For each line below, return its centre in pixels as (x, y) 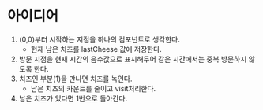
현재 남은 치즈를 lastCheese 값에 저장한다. (96, 49)
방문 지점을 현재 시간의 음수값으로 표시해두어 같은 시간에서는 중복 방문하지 (133, 59)
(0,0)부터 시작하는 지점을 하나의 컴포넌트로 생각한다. (100, 39)
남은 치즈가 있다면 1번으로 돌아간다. (73, 98)
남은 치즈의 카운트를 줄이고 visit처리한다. (93, 88)
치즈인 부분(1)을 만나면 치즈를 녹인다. (75, 79)
